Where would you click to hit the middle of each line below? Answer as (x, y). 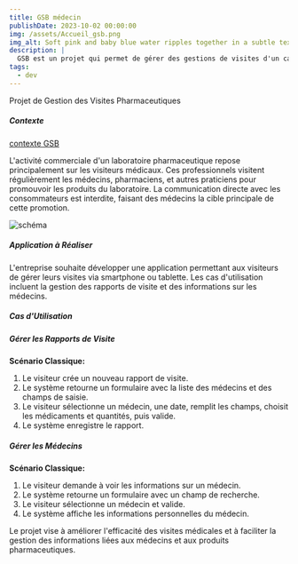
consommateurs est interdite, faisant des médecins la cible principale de (142, 198)
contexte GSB (35, 143)
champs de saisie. (55, 397)
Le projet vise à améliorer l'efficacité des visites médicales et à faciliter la (143, 531)
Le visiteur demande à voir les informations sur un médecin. (131, 485)
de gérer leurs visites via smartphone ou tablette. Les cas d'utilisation (136, 277)
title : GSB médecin (45, 17)
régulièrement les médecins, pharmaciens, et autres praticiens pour (133, 179)
